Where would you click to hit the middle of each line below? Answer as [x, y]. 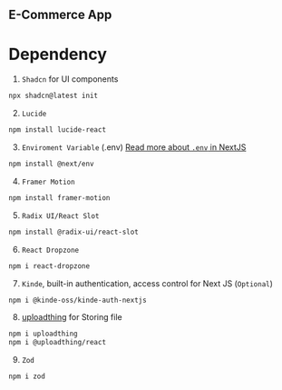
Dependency [58, 54]
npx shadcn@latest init [53, 96]
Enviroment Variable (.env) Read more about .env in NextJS [134, 147]
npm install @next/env [51, 164]
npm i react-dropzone [49, 266]
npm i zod [27, 376]
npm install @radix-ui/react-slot [74, 232]
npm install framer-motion [59, 198]
